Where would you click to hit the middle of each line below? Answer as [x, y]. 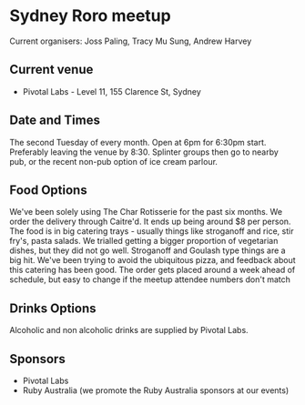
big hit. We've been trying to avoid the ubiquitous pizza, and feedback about [152, 260]
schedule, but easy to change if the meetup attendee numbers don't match [150, 279]
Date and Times [55, 121]
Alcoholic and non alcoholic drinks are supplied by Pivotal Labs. [129, 330]
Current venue [51, 70]
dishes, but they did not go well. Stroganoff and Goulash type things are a [147, 250]
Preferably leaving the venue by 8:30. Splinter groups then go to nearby [144, 152]
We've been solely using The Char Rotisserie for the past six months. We [146, 212]
